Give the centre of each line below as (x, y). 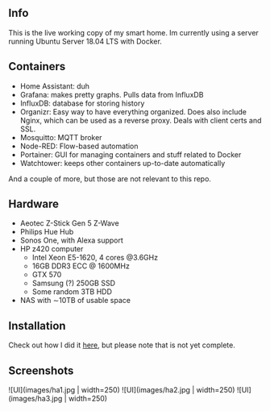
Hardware (33, 204)
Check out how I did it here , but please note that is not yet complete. (122, 345)
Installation (37, 326)
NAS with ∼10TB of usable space (75, 301)
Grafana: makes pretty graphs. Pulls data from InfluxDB (112, 94)
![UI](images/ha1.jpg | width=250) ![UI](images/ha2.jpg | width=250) (122, 390)
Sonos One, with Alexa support (71, 240)
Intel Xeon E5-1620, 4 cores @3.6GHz (95, 258)
